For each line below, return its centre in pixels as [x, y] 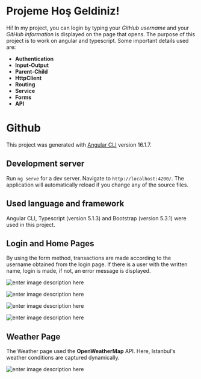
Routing [25, 84]
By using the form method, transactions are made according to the [89, 258]
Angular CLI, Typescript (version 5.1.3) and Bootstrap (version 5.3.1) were [96, 218]
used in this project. [31, 225]
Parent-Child [31, 71]
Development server [45, 164]
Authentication [34, 59]
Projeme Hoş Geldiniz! [63, 11]
